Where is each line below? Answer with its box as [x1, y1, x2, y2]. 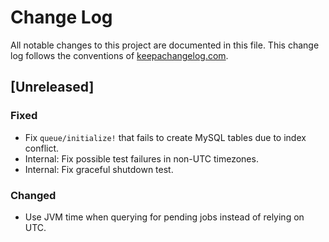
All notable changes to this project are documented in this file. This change [10, 39, 320, 51]
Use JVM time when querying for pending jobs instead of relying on [24, 211, 305, 223]
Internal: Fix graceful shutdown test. [24, 163, 174, 175]
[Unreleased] [10, 79, 95, 96]
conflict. [24, 142, 60, 154]
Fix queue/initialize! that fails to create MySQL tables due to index [24, 131, 307, 143]
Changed [10, 188, 57, 202]
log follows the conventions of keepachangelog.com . [10, 49, 229, 61]
